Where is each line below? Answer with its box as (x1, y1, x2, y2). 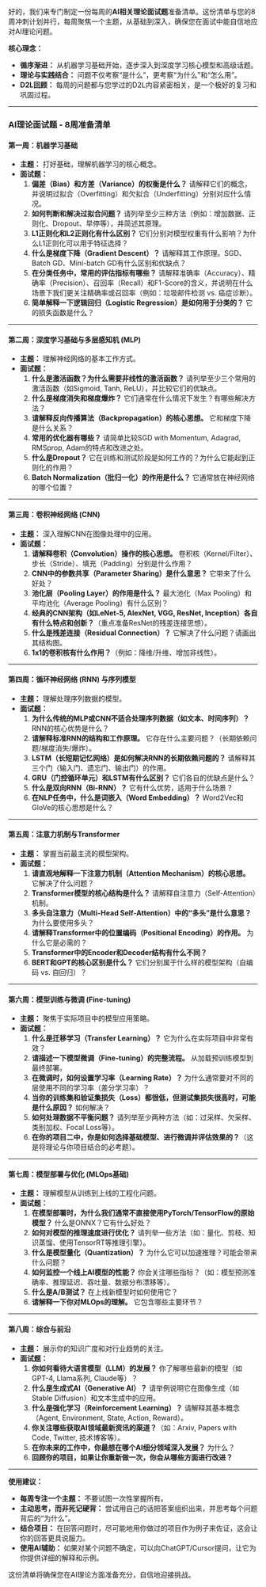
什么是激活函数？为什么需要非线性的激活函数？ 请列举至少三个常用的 (31, 374, 256, 383)
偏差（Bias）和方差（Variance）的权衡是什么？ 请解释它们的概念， (31, 179, 252, 188)
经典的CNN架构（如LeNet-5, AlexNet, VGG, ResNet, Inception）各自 (31, 608, 258, 618)
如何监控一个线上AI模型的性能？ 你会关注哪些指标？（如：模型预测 (31, 1268, 249, 1277)
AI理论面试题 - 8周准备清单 (8, 119, 111, 130)
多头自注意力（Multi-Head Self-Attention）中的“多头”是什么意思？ (31, 908, 252, 917)
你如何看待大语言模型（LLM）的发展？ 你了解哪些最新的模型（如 (31, 1363, 243, 1372)
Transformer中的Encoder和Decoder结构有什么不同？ (31, 947, 207, 957)
